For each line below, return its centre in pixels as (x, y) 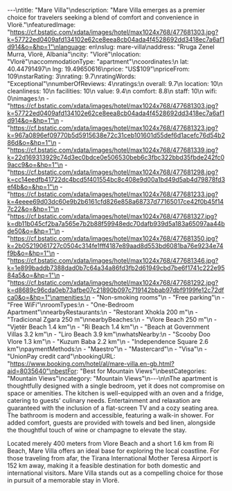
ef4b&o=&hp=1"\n (33, 187)
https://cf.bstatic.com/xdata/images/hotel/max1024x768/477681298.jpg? (114, 172)
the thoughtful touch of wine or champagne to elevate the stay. (97, 430)
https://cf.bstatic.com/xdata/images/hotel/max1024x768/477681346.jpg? (114, 260)
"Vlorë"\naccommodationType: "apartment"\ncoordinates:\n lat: (98, 61)
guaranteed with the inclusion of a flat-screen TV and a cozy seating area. (113, 408)
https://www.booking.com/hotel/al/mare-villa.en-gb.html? (92, 364)
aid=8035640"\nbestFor (42, 371)
